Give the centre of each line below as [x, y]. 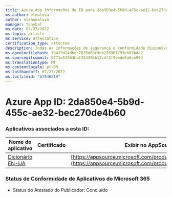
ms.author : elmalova [27, 15]
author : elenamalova [27, 19]
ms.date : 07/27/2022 [27, 29]
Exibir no [136, 145]
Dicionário [20, 157]
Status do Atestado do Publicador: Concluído [60, 190]
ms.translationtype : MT [31, 62]
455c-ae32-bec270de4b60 [66, 113]
